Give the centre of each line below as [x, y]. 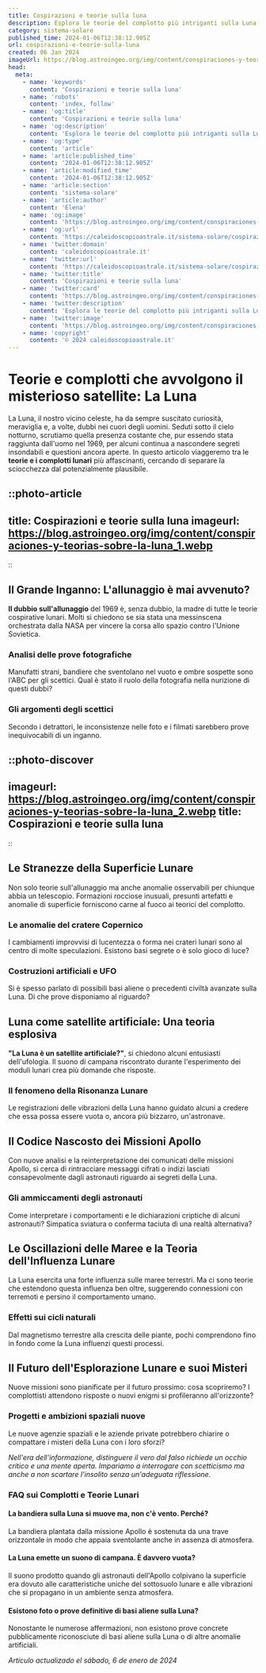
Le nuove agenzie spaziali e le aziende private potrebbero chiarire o [119, 1433]
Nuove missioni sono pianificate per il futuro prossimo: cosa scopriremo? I [129, 1387]
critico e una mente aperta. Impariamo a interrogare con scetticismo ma [127, 1466]
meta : [25, 75]
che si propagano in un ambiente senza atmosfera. [91, 1593]
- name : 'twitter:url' [60, 259]
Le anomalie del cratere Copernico [76, 925]
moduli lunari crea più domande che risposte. [82, 1070]
